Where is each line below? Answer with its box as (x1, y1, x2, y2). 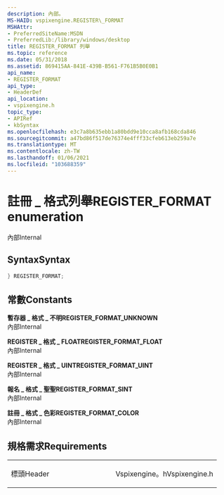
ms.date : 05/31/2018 (7, 56, 68, 63)
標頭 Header (11, 469, 50, 479)
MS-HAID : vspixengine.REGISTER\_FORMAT (7, 17, 124, 24)
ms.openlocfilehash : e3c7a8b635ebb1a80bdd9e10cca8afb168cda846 (7, 128, 197, 135)
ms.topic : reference (7, 50, 68, 57)
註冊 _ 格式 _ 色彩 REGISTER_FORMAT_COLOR (7, 409, 139, 418)
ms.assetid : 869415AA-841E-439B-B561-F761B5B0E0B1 (7, 63, 159, 70)
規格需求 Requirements (7, 440, 107, 452)
